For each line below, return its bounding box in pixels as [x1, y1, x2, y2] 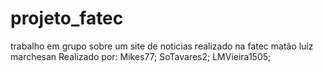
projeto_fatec [10, 7, 124, 30]
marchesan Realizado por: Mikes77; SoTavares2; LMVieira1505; [10, 50, 272, 62]
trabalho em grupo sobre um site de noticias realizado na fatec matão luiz [10, 40, 314, 52]
